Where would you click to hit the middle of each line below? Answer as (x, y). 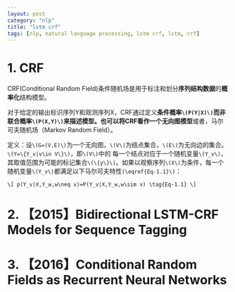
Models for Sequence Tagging (97, 230)
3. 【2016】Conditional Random (102, 264)
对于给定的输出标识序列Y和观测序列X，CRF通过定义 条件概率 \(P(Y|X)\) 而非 (117, 113)
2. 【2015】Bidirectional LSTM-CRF (113, 215)
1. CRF (26, 68)
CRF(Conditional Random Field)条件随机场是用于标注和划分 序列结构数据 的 (114, 89)
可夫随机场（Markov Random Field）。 (62, 130)
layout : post (26, 14)
